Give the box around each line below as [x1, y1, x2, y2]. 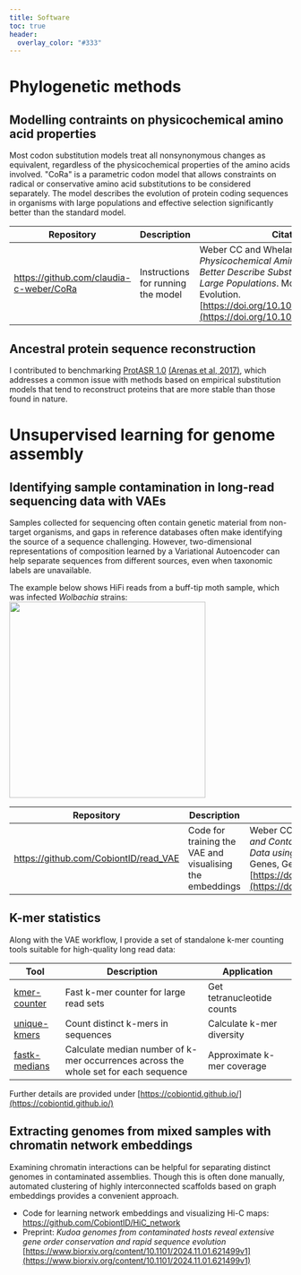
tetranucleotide [207, 991, 272, 1004]
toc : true [9, 22, 47, 30]
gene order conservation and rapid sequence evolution [21, 1236, 227, 1246]
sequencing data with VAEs [9, 494, 167, 509]
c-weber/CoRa [13, 283, 78, 296]
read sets [64, 996, 105, 1009]
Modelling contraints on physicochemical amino [9, 112, 284, 127]
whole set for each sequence [64, 1065, 188, 1078]
